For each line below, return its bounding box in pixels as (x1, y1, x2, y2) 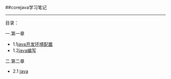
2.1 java (12, 68, 28, 74)
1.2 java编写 (12, 47, 37, 53)
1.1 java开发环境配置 (12, 41, 53, 47)
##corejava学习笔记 (5, 5, 47, 10)
